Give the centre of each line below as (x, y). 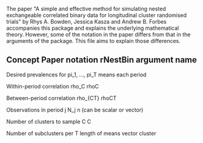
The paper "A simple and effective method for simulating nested (86, 9)
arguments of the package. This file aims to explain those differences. (93, 41)
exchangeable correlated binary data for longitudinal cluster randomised (96, 15)
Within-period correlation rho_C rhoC (53, 86)
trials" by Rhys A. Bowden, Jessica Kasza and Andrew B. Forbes (86, 22)
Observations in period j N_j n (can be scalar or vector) (75, 110)
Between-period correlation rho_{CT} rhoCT (62, 98)
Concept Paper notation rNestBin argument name (101, 60)
